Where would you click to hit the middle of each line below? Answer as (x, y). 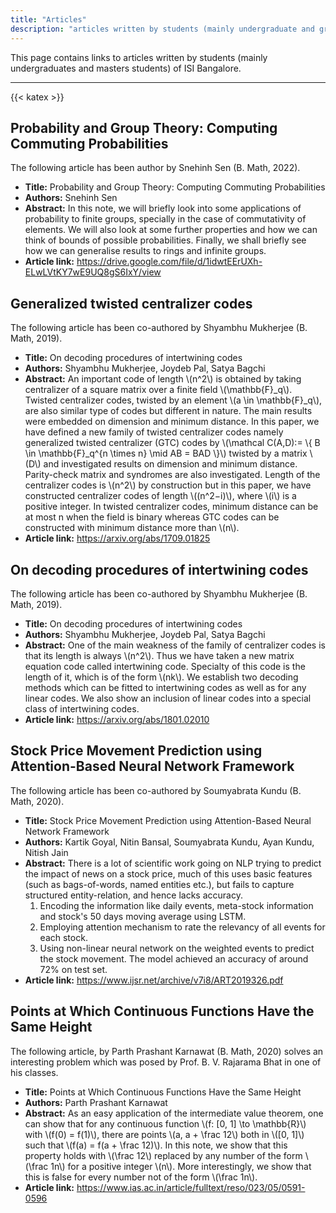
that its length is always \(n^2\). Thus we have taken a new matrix (159, 655)
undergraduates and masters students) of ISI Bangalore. (126, 68)
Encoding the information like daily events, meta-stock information (176, 905)
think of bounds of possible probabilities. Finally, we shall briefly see (165, 240)
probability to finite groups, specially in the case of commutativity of (165, 219)
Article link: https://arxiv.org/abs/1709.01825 (117, 538)
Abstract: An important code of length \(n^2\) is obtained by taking (163, 379)
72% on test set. (73, 969)
